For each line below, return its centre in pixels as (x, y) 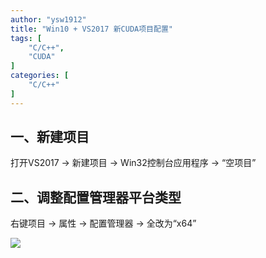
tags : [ (26, 38)
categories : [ (40, 76)
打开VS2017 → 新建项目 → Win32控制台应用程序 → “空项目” (133, 163)
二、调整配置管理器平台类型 (96, 197)
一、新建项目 (50, 137)
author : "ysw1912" (48, 19)
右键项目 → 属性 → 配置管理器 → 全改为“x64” (103, 223)
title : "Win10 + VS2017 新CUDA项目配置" (91, 29)
